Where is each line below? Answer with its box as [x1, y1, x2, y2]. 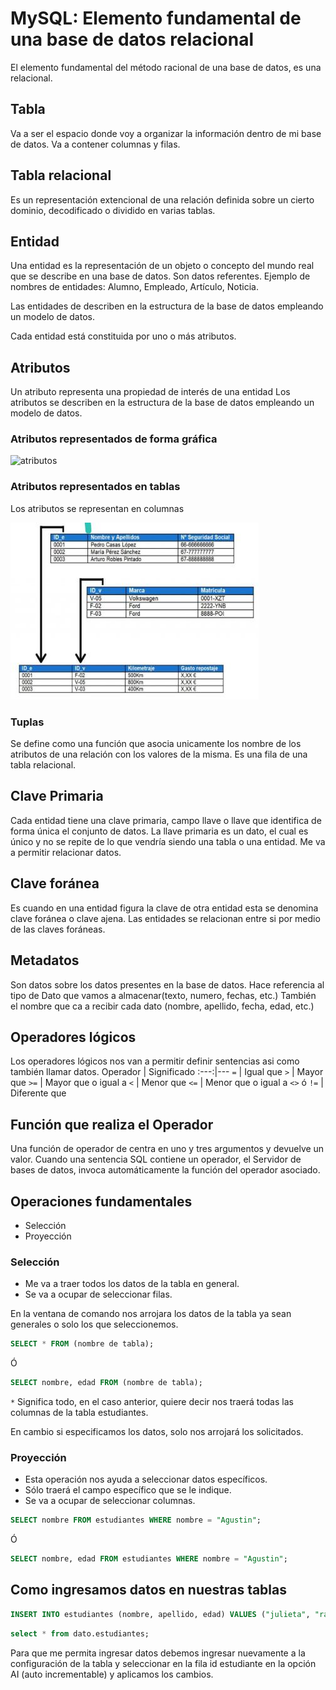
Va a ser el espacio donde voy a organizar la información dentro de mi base [10, 127, 322, 139]
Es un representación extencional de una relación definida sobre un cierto [10, 193, 315, 206]
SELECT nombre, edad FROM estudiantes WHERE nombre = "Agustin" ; [10, 1554, 288, 1564]
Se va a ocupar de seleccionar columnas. [24, 1495, 196, 1507]
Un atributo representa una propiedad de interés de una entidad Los [10, 386, 291, 398]
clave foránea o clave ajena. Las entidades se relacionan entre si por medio [10, 912, 321, 924]
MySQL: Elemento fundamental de [10, 7, 302, 30]
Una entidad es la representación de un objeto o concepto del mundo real [10, 260, 315, 272]
